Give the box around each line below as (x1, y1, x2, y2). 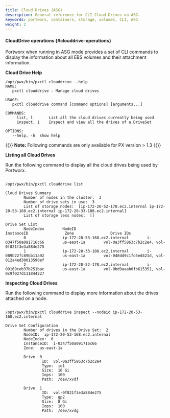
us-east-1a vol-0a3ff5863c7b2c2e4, (62, 240, 154, 245)
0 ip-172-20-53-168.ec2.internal (23, 236, 129, 241)
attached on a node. (5, 295, 47, 301)
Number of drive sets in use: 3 (23, 200, 95, 205)
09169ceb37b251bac (5, 267, 44, 272)
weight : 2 (5, 21, 27, 27)
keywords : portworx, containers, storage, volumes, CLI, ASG (5, 17, 138, 22)
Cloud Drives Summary (5, 191, 52, 196)
